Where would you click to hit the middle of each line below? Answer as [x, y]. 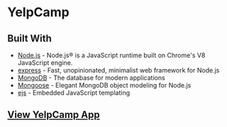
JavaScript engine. [45, 63]
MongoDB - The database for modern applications [91, 78]
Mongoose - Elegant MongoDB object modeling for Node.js [104, 85]
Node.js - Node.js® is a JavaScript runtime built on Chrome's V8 [111, 55]
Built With [29, 38]
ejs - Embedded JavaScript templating [73, 93]
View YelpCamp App [54, 115]
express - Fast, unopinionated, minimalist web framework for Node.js [118, 70]
